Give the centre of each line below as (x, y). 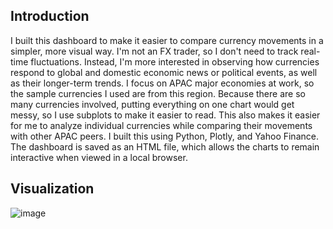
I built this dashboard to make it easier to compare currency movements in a (167, 40)
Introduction (50, 16)
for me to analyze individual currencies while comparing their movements (161, 125)
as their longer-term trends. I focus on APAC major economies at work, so (162, 83)
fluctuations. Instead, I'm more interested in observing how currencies (175, 61)
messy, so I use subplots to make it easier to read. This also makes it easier (165, 115)
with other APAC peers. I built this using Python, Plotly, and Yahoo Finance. (164, 136)
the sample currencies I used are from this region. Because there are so (158, 93)
